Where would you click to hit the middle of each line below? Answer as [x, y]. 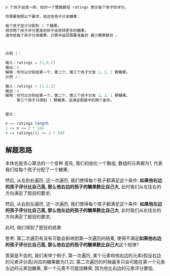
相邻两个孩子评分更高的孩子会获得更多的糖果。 [47, 31]
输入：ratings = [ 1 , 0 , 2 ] [30, 63]
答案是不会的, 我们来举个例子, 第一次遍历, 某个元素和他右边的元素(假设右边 [83, 256]
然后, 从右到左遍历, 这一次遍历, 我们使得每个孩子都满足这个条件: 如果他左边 [84, 204]
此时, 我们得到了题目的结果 [33, 228]
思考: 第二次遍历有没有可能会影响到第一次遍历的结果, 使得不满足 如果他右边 [83, 238]
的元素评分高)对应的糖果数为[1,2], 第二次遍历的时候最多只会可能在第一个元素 [85, 262]
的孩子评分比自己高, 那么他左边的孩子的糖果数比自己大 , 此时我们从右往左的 [83, 210]
